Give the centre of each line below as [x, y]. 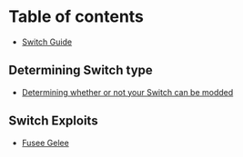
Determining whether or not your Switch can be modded [127, 92]
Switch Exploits [53, 121]
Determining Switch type [81, 70]
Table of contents [76, 17]
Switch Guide [47, 42]
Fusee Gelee [45, 142]
